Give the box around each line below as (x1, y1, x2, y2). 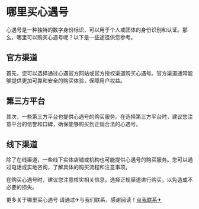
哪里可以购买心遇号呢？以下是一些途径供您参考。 (16, 33, 136, 40)
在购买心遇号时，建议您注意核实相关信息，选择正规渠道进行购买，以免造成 (6, 176, 188, 183)
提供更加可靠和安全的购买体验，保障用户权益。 (11, 77, 126, 84)
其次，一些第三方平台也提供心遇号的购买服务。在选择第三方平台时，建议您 (6, 113, 188, 120)
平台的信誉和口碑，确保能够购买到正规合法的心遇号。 (11, 120, 141, 128)
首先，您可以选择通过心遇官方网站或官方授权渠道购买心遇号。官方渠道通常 (6, 69, 188, 77)
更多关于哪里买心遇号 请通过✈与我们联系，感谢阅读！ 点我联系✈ (6, 197, 162, 204)
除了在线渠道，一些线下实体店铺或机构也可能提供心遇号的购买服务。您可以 (6, 156, 188, 163)
